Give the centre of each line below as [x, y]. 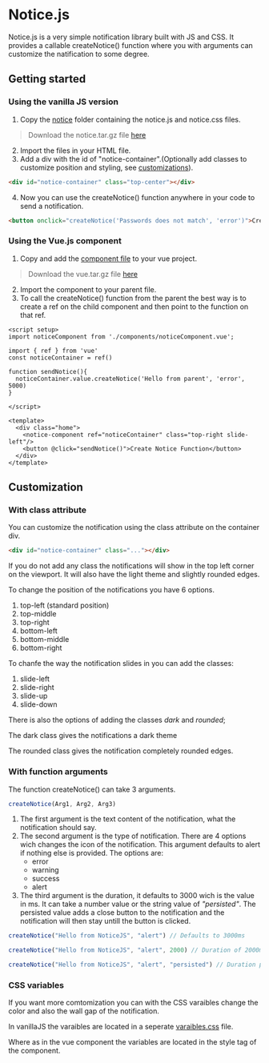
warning [45, 870]
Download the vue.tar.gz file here [83, 274]
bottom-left [38, 631]
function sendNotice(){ [48, 371]
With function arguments [58, 772]
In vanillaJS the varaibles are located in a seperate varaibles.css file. [121, 1027]
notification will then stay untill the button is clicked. [105, 921]
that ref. [33, 315]
